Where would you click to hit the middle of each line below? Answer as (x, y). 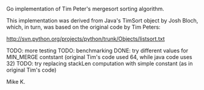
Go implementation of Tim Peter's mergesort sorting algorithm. (86, 9)
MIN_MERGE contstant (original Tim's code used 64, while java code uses (99, 57)
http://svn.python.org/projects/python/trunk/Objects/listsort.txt (86, 39)
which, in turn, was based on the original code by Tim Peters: (83, 27)
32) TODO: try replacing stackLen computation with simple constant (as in (100, 64)
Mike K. (16, 82)
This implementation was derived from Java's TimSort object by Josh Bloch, (102, 20)
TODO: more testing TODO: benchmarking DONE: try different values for (97, 50)
